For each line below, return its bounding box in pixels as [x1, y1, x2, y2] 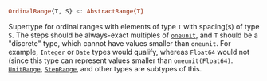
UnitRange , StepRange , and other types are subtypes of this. [8, 64, 202, 73]
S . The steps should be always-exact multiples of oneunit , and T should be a [8, 30, 259, 40]
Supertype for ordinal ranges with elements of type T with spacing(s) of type [8, 21, 260, 31]
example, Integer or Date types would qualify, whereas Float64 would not [8, 47, 249, 56]
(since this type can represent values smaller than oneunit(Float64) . [8, 56, 234, 65]
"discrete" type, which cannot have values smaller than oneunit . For [8, 38, 231, 48]
